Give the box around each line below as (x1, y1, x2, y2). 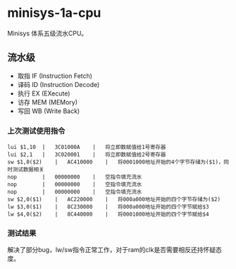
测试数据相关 (12, 166, 44, 173)
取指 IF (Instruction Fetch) (17, 72, 93, 80)
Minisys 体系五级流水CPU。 (7, 29, 88, 37)
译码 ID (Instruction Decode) (17, 80, 100, 88)
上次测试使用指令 (7, 126, 66, 136)
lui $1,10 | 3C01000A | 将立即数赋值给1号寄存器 (7, 144, 166, 151)
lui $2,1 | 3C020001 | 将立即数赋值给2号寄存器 (7, 151, 166, 159)
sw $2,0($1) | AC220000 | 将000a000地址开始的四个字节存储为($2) (7, 196, 221, 203)
